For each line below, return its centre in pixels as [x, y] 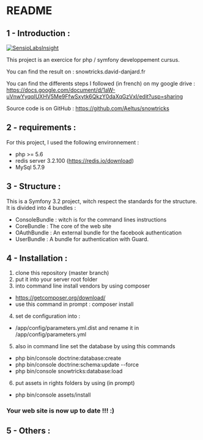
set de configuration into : [48, 316]
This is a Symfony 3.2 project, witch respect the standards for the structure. [102, 201]
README [29, 11]
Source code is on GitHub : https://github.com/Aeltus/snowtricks [88, 108]
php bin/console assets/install [53, 395]
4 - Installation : [37, 259]
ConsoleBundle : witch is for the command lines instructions [91, 219]
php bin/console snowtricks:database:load [69, 371]
